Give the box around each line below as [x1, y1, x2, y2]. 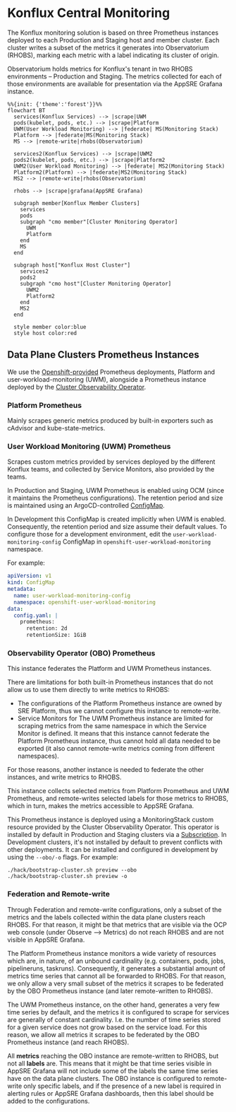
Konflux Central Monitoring [7, 5, 170, 21]
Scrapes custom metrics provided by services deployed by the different [7, 457, 216, 466]
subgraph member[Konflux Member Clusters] [13, 199, 140, 206]
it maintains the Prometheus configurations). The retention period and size [7, 493, 223, 503]
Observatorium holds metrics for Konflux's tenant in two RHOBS [7, 64, 193, 73]
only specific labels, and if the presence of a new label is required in [23, 1082, 222, 1090]
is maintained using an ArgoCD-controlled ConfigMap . [7, 501, 166, 510]
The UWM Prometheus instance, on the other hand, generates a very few [7, 1000, 220, 1009]
